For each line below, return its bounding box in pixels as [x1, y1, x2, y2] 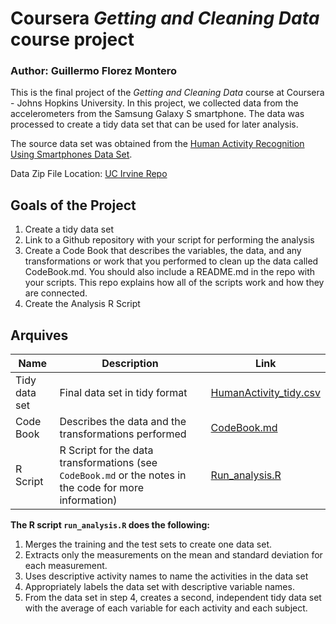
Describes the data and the [59, 415, 187, 429]
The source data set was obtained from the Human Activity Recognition [10, 138, 305, 150]
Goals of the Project [10, 197, 137, 214]
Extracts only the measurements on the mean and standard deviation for [24, 549, 323, 561]
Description [101, 357, 159, 371]
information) [59, 493, 118, 507]
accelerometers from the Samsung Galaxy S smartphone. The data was [10, 108, 305, 120]
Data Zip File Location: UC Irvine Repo [10, 168, 168, 180]
